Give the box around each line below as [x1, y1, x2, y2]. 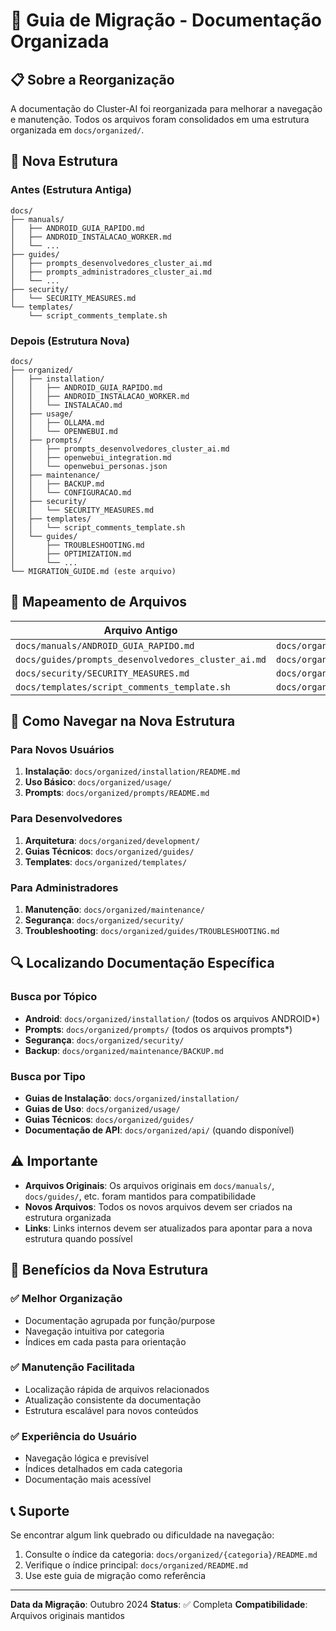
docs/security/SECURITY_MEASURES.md [15, 667, 190, 679]
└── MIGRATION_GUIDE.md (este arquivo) [10, 566, 177, 576]
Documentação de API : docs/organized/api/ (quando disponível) [24, 1124, 295, 1136]
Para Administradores [10, 880, 119, 894]
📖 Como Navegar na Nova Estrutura [10, 713, 236, 730]
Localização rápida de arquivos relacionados [24, 1383, 210, 1395]
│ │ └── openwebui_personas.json [10, 461, 168, 471]
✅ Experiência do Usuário [10, 1429, 137, 1443]
